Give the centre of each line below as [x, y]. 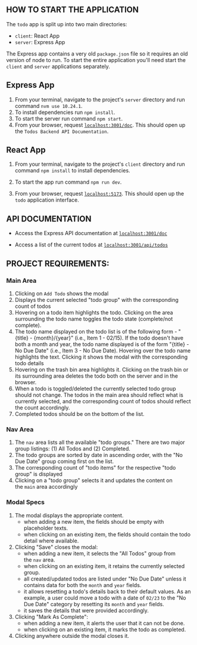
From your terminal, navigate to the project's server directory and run [100, 99]
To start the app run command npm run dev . [68, 182]
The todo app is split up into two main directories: [67, 24]
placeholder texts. [46, 528]
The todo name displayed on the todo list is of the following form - [96, 331]
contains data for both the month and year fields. [82, 585]
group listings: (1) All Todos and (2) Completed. [73, 449]
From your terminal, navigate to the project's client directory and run [100, 164]
